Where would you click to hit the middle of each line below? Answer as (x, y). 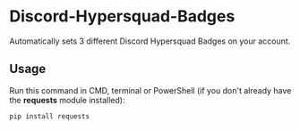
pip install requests (50, 116)
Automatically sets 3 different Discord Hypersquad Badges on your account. (150, 41)
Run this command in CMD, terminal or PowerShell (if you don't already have (150, 90)
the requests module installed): (67, 100)
